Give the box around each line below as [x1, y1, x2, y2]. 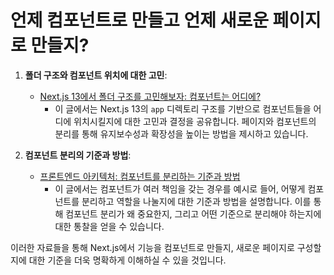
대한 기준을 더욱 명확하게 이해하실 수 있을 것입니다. [28, 254, 227, 266]
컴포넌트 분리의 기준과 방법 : [24, 149, 132, 161]
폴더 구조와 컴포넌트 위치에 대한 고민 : [24, 69, 168, 81]
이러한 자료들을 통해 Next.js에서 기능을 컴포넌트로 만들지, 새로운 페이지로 [10, 241, 295, 253]
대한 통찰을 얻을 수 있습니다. [54, 220, 165, 232]
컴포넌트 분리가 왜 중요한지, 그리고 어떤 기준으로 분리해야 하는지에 [65, 207, 322, 220]
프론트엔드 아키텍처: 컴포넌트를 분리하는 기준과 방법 [39, 170, 241, 182]
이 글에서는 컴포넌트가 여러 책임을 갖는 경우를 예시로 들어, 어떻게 [54, 182, 306, 195]
